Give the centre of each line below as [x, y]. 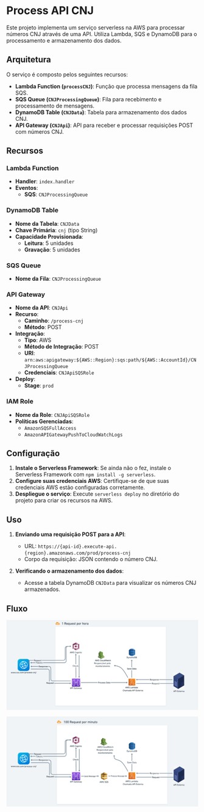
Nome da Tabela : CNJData [47, 223]
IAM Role [20, 402]
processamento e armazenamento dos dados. [64, 40]
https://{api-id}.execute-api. [77, 547]
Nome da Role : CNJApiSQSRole [52, 415]
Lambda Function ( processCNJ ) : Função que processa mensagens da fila [106, 86]
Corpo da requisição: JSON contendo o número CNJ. [91, 559]
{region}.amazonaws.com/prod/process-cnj [77, 553]
